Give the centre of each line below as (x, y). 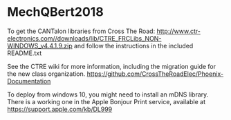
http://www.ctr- (178, 31)
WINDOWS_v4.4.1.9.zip (40, 46)
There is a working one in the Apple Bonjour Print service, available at (107, 101)
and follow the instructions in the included (133, 46)
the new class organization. (46, 74)
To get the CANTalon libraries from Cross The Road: (81, 31)
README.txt (25, 53)
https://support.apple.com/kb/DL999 (60, 109)
